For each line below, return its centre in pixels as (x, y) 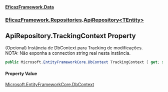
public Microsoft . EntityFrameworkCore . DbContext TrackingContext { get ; (82, 62)
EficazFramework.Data (29, 7)
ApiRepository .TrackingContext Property (70, 36)
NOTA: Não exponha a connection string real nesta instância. (68, 53)
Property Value (21, 73)
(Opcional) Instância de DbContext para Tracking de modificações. (74, 48)
